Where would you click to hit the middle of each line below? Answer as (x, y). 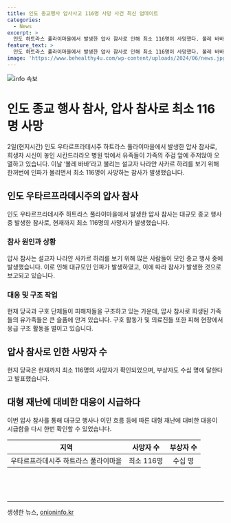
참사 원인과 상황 (32, 242)
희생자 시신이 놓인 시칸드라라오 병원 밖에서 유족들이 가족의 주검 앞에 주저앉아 (110, 155)
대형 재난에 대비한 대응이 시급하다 (74, 402)
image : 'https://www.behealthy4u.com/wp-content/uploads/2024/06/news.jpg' (118, 58)
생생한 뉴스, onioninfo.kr (41, 512)
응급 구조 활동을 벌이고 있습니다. (51, 329)
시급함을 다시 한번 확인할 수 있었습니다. (59, 429)
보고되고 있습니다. (31, 275)
